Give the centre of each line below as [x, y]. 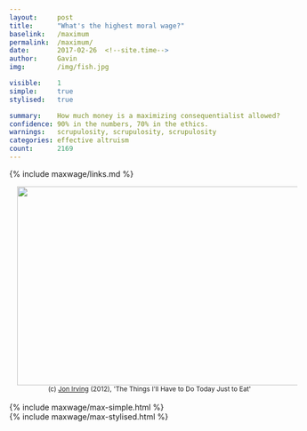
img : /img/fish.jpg [59, 68]
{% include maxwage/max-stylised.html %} [89, 416]
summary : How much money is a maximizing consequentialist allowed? [145, 116]
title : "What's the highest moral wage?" [97, 26]
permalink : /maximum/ [51, 42]
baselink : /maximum [49, 34]
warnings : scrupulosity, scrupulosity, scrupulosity [113, 132]
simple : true [41, 91]
